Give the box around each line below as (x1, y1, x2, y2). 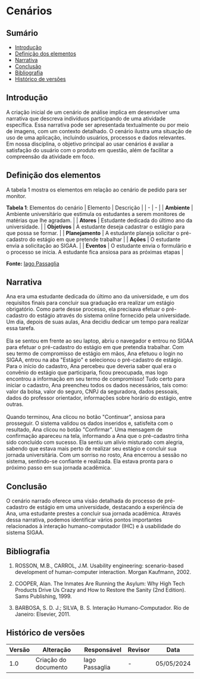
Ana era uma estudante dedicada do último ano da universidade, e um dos (6, 293, 189, 300)
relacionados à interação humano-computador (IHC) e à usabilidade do (6, 523, 181, 530)
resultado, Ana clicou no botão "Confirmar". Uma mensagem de (6, 426, 162, 433)
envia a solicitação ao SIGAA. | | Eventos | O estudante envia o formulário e (6, 242, 192, 249)
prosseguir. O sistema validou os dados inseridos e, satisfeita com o (6, 419, 173, 427)
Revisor (127, 646, 150, 654)
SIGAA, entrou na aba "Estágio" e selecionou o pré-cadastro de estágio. (6, 356, 183, 363)
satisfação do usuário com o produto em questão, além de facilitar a (6, 146, 174, 153)
